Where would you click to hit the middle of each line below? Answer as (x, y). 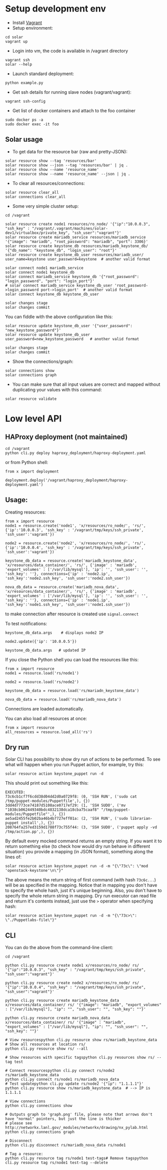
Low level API (33, 418)
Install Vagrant (27, 23)
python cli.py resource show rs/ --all (47, 1049)
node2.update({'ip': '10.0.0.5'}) (41, 641)
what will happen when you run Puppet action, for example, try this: (75, 765)
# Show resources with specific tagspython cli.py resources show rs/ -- (83, 1058)
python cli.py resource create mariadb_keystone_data (62, 1001)
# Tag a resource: (24, 1154)
